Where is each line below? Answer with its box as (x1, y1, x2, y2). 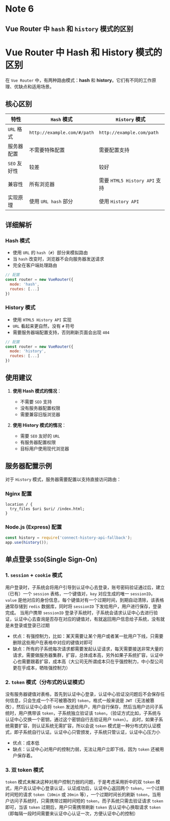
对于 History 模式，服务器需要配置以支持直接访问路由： (5, 476, 121, 482)
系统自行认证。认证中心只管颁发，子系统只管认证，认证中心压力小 (22, 729, 160, 735)
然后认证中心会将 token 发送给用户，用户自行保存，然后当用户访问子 (16, 704, 159, 710)
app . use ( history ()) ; (5, 540, 49, 545)
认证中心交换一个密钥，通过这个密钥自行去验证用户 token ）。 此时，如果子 (5, 717, 159, 723)
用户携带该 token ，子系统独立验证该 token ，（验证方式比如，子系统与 (18, 710, 161, 716)
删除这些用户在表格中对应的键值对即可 (12, 639, 93, 645)
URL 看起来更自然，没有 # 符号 (12, 323, 75, 329)
